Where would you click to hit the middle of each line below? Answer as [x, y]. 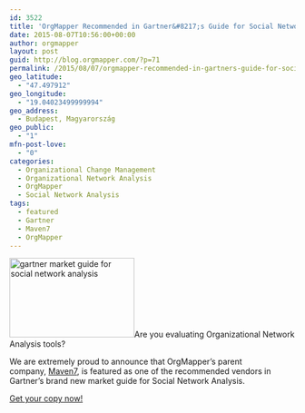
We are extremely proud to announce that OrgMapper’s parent [126, 362]
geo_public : [32, 128]
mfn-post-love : [38, 144]
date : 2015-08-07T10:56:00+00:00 [73, 34]
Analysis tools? [38, 344]
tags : [20, 204]
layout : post [34, 52]
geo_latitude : [36, 77]
